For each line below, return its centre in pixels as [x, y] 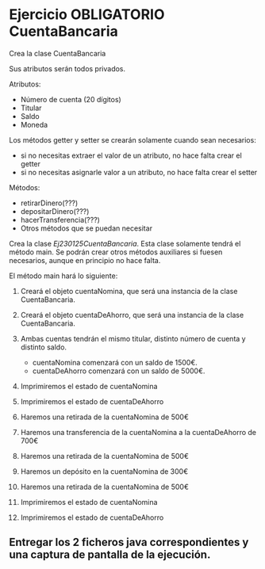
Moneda [34, 124]
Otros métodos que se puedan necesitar [86, 228]
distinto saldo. [43, 347]
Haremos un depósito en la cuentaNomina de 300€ [104, 471]
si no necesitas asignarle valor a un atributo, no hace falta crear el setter [139, 172]
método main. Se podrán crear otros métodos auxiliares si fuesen [116, 252]
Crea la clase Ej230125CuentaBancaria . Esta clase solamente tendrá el [125, 243]
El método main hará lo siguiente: [63, 276]
